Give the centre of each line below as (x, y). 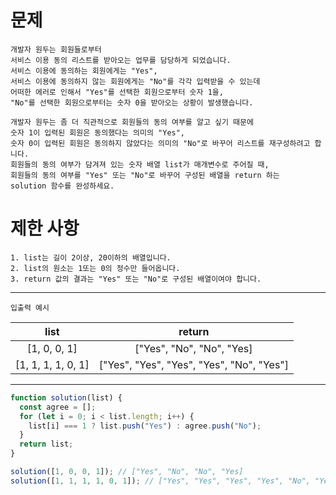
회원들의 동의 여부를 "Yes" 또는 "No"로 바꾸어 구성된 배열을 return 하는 (145, 175)
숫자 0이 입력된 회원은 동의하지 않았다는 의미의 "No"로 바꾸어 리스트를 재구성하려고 (160, 143)
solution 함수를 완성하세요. (62, 186)
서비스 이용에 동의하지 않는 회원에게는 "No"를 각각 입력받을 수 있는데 (135, 81)
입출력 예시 (30, 307)
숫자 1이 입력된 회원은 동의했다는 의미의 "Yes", (98, 132)
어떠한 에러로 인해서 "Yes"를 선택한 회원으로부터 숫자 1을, (117, 92)
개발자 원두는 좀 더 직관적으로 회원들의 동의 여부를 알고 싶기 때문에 (132, 122)
